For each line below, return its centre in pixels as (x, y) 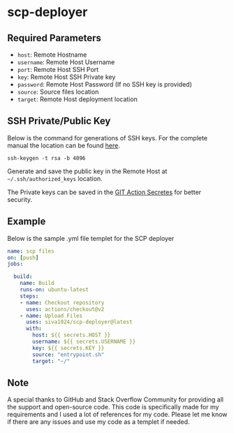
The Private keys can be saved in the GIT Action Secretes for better (104, 192)
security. (20, 199)
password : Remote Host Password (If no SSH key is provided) (104, 84)
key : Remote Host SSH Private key (66, 77)
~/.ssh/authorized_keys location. (55, 178)
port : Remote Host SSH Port (58, 69)
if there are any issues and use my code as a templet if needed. (98, 422)
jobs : (15, 264)
